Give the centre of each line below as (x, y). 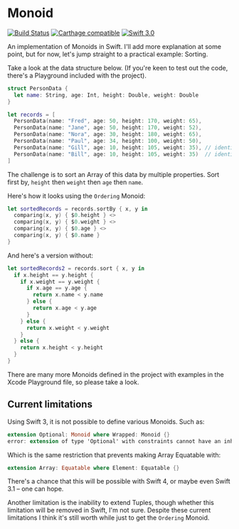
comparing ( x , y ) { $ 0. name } (57, 235)
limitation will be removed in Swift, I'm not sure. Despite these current (109, 511)
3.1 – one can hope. (36, 489)
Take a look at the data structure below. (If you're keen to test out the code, (118, 68)
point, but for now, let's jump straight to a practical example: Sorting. (108, 54)
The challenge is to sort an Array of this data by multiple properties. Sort (113, 174)
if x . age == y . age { (57, 288)
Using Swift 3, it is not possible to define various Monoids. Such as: (106, 422)
